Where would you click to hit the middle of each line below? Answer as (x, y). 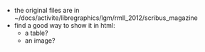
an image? (40, 41)
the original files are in (47, 10)
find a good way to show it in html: (64, 25)
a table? (36, 33)
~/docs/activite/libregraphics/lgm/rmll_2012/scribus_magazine (106, 18)
